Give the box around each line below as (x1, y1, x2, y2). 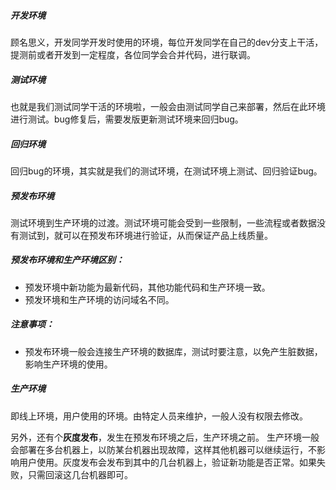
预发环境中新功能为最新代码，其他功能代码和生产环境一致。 (24, 281, 271, 293)
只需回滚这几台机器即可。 (27, 468, 133, 480)
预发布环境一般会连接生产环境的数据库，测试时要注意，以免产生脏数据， (24, 345, 323, 357)
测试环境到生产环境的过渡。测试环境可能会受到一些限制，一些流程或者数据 (10, 216, 317, 229)
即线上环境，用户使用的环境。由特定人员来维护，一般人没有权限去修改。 (10, 410, 308, 422)
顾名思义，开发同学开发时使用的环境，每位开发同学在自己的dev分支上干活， (10, 36, 324, 48)
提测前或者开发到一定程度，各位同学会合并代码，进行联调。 (10, 48, 256, 60)
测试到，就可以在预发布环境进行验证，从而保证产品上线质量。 (18, 229, 273, 241)
